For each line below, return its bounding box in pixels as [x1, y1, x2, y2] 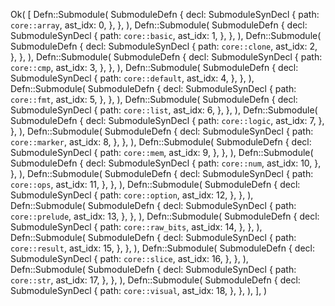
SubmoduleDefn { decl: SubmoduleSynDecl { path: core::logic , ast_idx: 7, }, [10, 115, 325, 126]
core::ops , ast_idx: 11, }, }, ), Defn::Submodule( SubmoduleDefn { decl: [10, 179, 301, 190]
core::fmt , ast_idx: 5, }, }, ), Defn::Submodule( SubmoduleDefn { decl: [10, 94, 298, 105]
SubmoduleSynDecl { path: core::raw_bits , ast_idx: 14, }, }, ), [10, 221, 263, 233]
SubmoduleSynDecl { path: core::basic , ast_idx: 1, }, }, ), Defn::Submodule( [10, 30, 322, 41]
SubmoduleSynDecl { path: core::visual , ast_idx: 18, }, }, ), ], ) [10, 285, 268, 296]
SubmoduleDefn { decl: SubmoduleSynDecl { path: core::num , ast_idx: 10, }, [10, 157, 322, 169]
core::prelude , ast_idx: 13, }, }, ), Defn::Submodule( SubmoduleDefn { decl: [10, 210, 320, 222]
